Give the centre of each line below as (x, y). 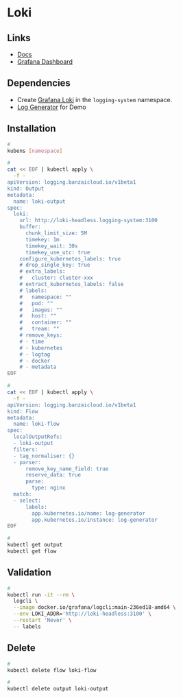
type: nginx (49, 488)
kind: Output (26, 189)
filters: (26, 449)
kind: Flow (23, 411)
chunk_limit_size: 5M (56, 233)
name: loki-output (40, 201)
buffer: (30, 227)
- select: (27, 501)
